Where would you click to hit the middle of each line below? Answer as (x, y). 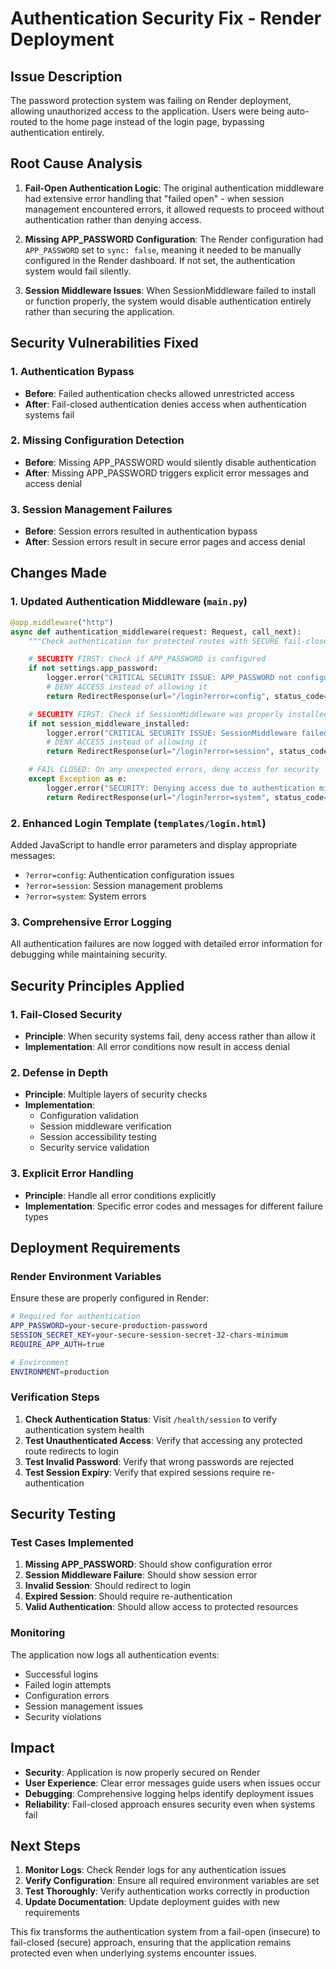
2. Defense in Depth (59, 1072)
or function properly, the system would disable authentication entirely (168, 301)
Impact (32, 1748)
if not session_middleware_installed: (109, 723)
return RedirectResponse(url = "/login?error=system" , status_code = (187, 797)
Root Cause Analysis (76, 163)
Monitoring (38, 1633)
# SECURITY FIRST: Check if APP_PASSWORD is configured (147, 659)
